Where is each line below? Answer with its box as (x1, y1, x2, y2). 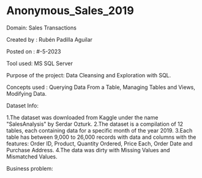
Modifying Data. (6, 90, 47, 97)
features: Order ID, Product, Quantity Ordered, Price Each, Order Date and (6, 139, 193, 147)
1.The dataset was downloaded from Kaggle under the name (6, 114, 159, 121)
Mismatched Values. (6, 153, 58, 160)
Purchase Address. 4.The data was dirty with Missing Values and (6, 146, 170, 153)
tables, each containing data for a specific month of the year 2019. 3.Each (6, 126, 193, 134)
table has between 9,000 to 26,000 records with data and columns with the (6, 133, 196, 141)
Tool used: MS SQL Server (6, 60, 73, 67)
